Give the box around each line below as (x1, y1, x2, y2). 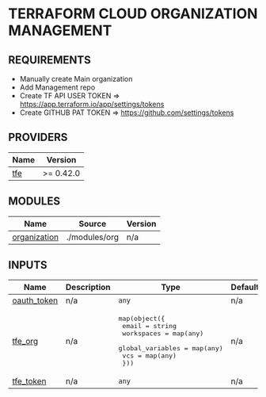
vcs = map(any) (122, 352, 177, 361)
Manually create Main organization (19, 74, 133, 83)
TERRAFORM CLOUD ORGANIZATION (8, 5, 258, 23)
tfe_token (12, 376, 47, 387)
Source (78, 218, 107, 229)
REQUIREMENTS (8, 53, 91, 67)
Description (66, 282, 111, 293)
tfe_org (12, 335, 39, 346)
